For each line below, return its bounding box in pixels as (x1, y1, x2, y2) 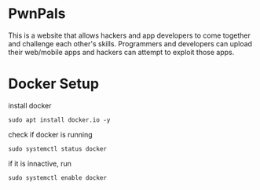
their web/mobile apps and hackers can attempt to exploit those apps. (8, 47, 235, 57)
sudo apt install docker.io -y (8, 115, 111, 124)
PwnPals (8, 5, 66, 23)
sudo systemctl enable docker (8, 174, 108, 181)
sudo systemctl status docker (8, 144, 108, 153)
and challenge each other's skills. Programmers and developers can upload (8, 38, 253, 48)
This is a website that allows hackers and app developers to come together (8, 31, 251, 40)
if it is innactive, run (8, 159, 72, 168)
